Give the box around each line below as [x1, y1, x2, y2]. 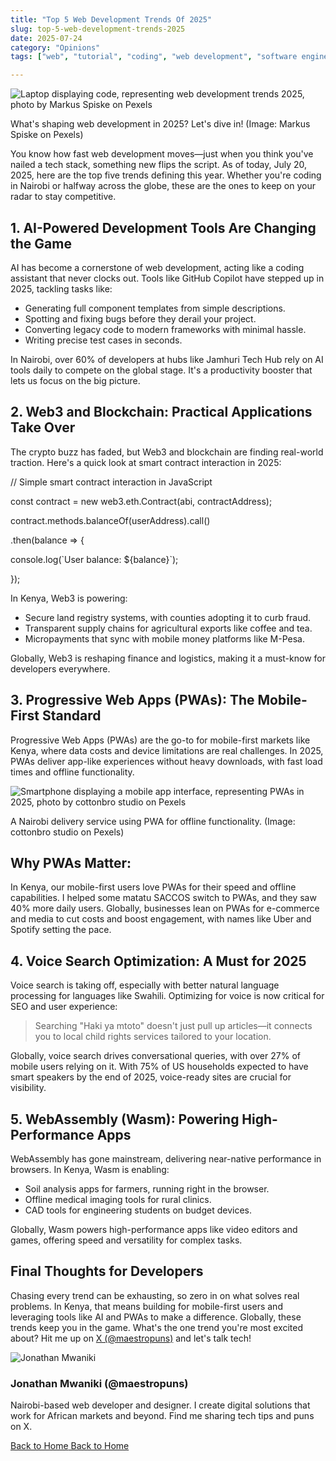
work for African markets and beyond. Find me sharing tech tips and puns [10, 1410, 315, 1422]
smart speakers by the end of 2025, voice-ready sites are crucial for [10, 1071, 292, 1083]
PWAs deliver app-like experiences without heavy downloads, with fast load [10, 755, 323, 767]
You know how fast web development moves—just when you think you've [10, 148, 314, 160]
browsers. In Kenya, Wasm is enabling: [10, 1164, 170, 1175]
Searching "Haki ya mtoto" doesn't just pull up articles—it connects [34, 1020, 313, 1032]
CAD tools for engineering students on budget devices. [24, 1204, 252, 1216]
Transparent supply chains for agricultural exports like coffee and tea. [24, 622, 313, 634]
